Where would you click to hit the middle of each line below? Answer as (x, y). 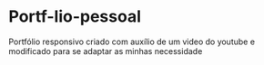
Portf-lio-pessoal (75, 17)
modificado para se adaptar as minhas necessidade (106, 51)
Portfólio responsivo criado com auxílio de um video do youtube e (132, 42)
